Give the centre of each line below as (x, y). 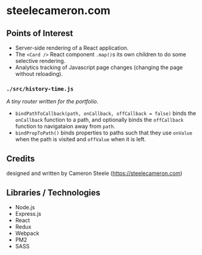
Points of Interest (40, 33)
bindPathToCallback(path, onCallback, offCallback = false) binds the (106, 113)
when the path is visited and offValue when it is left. (81, 139)
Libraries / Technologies (53, 192)
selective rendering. (40, 61)
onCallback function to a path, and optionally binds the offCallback (99, 120)
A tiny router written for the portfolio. (52, 102)
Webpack (27, 233)
